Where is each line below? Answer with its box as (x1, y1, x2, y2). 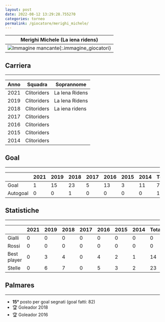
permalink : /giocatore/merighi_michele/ (5, 21, 89, 26)
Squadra (27, 81, 48, 88)
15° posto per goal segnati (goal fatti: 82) (12, 298, 96, 304)
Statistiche (5, 206, 39, 215)
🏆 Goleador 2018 (12, 304, 48, 310)
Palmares (5, 281, 34, 290)
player (7, 256, 22, 263)
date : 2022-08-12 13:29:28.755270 (5, 12, 76, 17)
